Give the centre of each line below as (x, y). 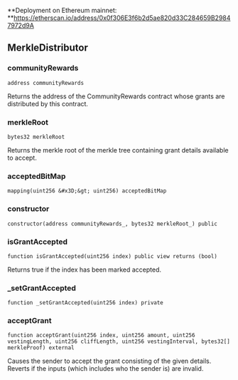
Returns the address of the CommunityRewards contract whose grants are (116, 96)
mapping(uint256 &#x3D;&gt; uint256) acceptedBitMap (87, 191)
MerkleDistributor (48, 48)
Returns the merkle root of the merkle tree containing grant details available (118, 150)
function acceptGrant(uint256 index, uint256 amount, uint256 (101, 335)
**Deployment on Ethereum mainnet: (62, 10)
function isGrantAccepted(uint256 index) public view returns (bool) (113, 256)
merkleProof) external (41, 348)
